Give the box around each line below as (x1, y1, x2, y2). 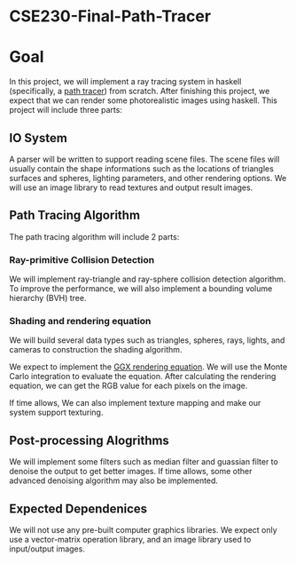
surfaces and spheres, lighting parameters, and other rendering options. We (9, 172, 287, 183)
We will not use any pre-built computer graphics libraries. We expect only (9, 524, 277, 535)
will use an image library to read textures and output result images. (9, 182, 253, 193)
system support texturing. (9, 407, 104, 418)
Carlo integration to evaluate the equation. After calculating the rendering (9, 371, 277, 382)
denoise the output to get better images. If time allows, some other (9, 466, 253, 477)
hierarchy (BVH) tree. (9, 293, 87, 304)
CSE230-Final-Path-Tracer (9, 6, 211, 27)
